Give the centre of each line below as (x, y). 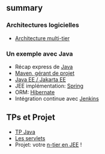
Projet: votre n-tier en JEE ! (48, 144)
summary (25, 8)
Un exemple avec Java (40, 53)
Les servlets (30, 138)
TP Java (25, 132)
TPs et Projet (31, 117)
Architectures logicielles (43, 25)
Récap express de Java (44, 67)
